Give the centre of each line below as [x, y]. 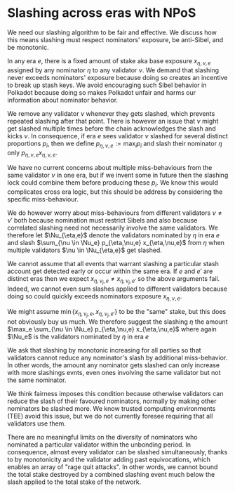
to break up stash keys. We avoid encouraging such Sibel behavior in [107, 85]
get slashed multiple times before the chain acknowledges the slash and [112, 129]
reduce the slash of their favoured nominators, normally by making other [112, 401]
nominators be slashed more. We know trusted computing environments [112, 409]
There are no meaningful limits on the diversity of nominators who [102, 438]
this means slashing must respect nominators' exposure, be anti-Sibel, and [115, 39]
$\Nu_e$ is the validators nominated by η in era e [78, 337]
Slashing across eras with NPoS [102, 13]
